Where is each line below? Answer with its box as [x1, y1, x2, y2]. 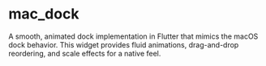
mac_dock [8, 5, 79, 23]
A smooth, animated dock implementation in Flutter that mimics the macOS [8, 31, 259, 41]
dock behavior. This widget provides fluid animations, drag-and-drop [8, 39, 239, 49]
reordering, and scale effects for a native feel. [8, 48, 161, 58]
